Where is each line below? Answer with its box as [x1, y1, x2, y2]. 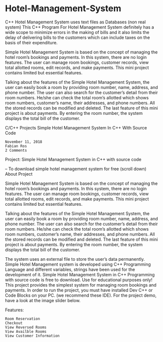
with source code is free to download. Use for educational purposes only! [5, 277, 152, 283]
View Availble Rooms [5, 329, 47, 334]
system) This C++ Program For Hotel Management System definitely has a [5, 24, 154, 30]
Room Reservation [5, 316, 40, 321]
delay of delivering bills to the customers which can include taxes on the [5, 35, 150, 40]
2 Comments [5, 148, 27, 153]
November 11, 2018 [5, 139, 42, 144]
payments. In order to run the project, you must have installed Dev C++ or [5, 287, 153, 293]
